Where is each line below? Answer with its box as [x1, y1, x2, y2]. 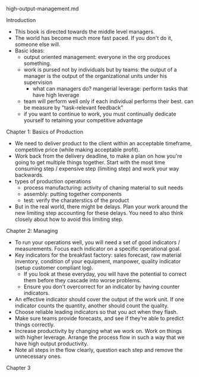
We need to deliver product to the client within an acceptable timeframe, [14, 140, 192, 147]
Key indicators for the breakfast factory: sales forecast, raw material [14, 251, 182, 258]
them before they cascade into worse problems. [23, 277, 141, 283]
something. [23, 60, 52, 67]
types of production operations [14, 178, 91, 185]
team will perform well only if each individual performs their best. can [23, 98, 194, 105]
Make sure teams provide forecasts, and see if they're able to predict [14, 315, 184, 322]
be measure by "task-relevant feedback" [23, 104, 124, 111]
